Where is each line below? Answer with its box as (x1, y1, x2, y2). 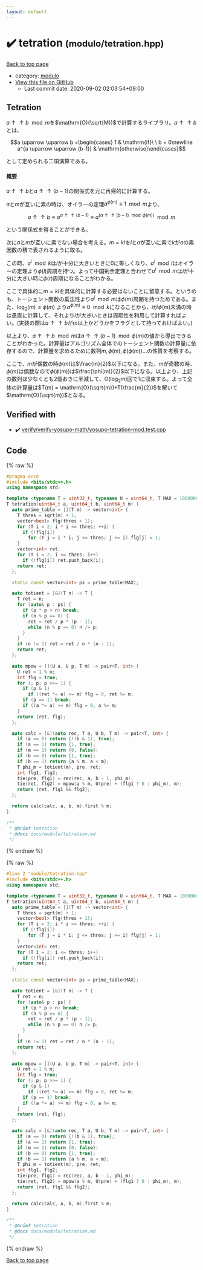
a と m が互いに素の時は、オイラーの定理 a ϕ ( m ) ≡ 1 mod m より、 (6, 199, 163, 207)
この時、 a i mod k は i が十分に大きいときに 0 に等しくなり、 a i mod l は (6, 258, 178, 267)
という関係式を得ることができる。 (6, 226, 91, 233)
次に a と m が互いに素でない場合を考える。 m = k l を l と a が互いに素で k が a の (6, 238, 189, 246)
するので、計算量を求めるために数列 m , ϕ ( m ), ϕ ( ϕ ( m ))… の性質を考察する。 (11, 347, 195, 354)
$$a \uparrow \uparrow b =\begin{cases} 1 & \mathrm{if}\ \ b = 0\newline (10, 138, 193, 146)
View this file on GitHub (14, 78, 74, 85)
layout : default (6, 8, 47, 15)
